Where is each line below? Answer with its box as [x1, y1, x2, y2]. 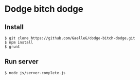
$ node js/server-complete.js [4, 70, 66, 75]
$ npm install [4, 40, 34, 45]
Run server [4, 58, 39, 66]
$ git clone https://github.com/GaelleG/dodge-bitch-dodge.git [4, 36, 136, 40]
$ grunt [4, 44, 20, 49]
